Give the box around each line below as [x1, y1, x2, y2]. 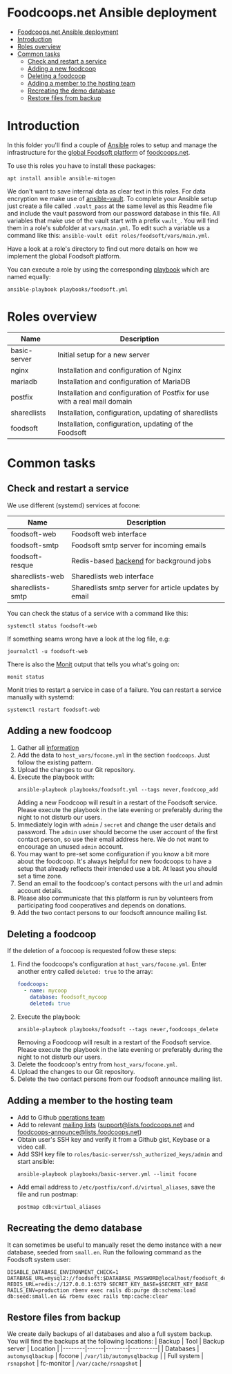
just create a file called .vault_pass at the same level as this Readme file [7, 202, 213, 210]
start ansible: [17, 1157, 55, 1165]
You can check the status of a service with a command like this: [7, 609, 188, 617]
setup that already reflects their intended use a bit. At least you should [17, 864, 217, 872]
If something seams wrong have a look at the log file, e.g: [7, 634, 171, 643]
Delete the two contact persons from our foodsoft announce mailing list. [17, 1075, 222, 1083]
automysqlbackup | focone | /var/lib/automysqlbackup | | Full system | [7, 1352, 204, 1360]
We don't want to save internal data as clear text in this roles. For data [7, 187, 206, 195]
